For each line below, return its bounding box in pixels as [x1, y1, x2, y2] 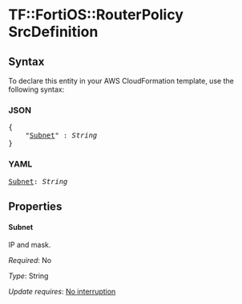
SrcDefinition [8, 23, 99, 41]
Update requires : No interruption [8, 287, 116, 297]
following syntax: [8, 84, 65, 94]
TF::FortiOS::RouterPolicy [8, 6, 184, 24]
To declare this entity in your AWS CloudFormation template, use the [8, 76, 234, 85]
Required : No [8, 256, 52, 265]
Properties [8, 199, 63, 213]
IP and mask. [8, 240, 51, 250]
